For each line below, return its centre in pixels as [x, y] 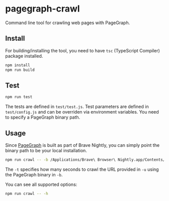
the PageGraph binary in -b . [34, 174]
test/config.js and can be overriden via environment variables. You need [82, 112]
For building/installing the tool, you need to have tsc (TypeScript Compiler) [82, 50]
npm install [18, 65]
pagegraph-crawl [43, 9]
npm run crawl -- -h [27, 193]
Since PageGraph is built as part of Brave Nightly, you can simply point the [82, 145]
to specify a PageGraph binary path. [43, 117]
